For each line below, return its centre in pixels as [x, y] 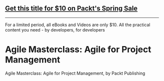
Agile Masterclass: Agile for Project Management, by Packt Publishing [75, 73]
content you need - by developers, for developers [55, 30]
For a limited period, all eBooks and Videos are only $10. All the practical [78, 25]
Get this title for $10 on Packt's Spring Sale [71, 8]
